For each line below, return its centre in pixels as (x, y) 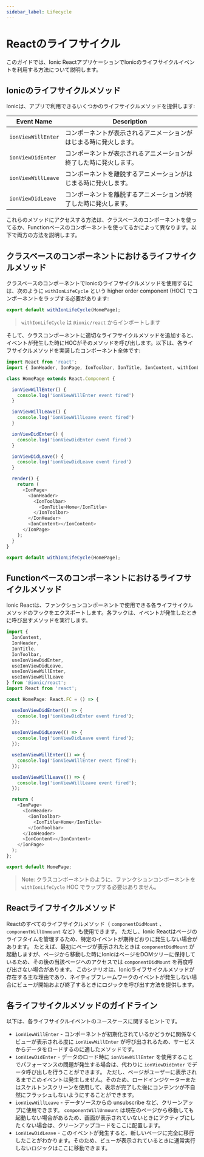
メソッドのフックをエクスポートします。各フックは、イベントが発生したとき (102, 613)
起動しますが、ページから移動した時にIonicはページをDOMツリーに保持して (101, 954)
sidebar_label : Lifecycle (39, 12)
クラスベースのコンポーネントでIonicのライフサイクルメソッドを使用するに (100, 283)
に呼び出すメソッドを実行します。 (49, 620)
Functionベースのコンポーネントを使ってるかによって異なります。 (109, 227)
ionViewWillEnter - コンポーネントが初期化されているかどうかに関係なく (106, 1034)
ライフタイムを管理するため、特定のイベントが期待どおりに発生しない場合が (102, 939)
